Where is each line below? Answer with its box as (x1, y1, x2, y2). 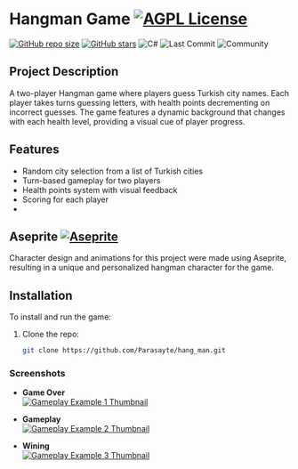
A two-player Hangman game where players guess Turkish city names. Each (9, 87, 289, 98)
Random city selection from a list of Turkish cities (21, 166, 203, 176)
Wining (21, 441, 51, 451)
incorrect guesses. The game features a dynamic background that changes (9, 107, 286, 117)
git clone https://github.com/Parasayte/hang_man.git (21, 346, 226, 355)
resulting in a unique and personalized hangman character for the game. (9, 263, 274, 273)
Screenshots (9, 367, 66, 379)
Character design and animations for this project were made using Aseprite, (9, 253, 287, 263)
